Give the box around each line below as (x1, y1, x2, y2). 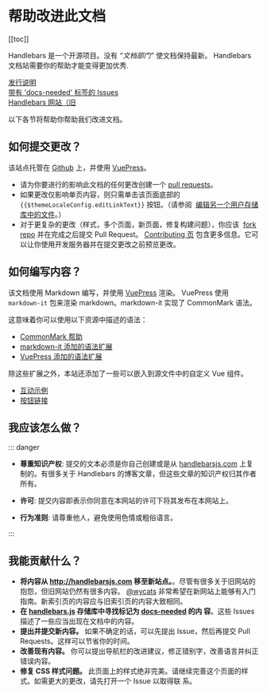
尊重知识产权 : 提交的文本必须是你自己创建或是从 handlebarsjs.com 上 (19, 459, 246, 469)
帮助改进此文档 (8, 7, 106, 26)
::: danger (8, 443, 40, 452)
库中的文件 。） (19, 209, 66, 219)
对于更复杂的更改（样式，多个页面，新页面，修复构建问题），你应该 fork (19, 219, 257, 229)
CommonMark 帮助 (19, 332, 83, 341)
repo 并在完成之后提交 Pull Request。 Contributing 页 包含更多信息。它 (19, 229, 252, 239)
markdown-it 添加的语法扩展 (19, 341, 113, 351)
